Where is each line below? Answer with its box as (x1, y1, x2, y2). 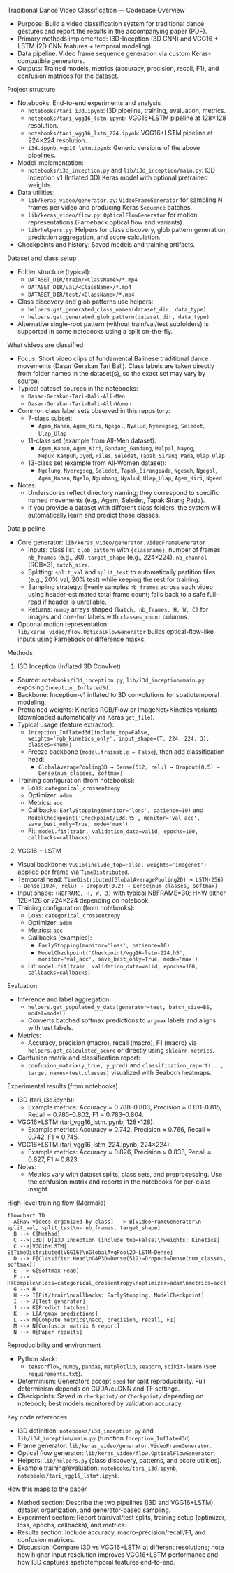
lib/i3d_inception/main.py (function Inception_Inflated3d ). (17, 1434, 192, 1442)
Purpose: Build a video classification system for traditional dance (17, 20, 205, 27)
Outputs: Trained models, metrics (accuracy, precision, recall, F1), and (17, 65, 219, 72)
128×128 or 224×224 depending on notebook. (17, 896, 150, 904)
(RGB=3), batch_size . (27, 560, 89, 569)
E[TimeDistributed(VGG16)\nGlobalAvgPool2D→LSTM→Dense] (7, 1249, 173, 1256)
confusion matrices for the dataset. (17, 72, 119, 80)
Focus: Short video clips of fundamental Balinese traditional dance (17, 354, 209, 363)
